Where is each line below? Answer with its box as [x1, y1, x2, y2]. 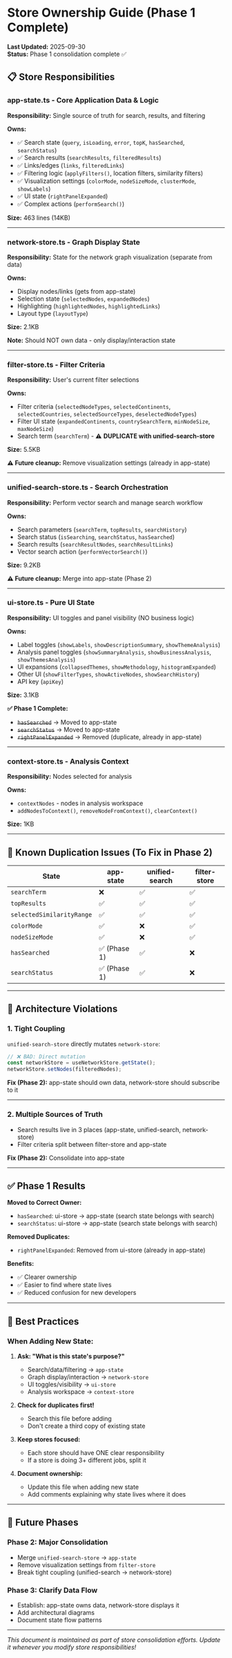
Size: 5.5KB [7, 446, 41, 454]
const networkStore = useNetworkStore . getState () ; [7, 1059, 156, 1066]
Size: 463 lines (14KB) [7, 213, 71, 222]
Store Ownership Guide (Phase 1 [7, 5, 195, 21]
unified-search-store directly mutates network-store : [7, 1039, 161, 1048]
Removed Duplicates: [7, 1233, 70, 1241]
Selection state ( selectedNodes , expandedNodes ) [17, 294, 150, 303]
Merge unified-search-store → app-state [17, 1553, 137, 1562]
